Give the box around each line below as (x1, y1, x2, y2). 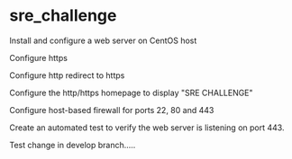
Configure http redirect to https (9, 69, 125, 81)
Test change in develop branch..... (9, 139, 136, 150)
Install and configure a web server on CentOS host (9, 35, 197, 46)
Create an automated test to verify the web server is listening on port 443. (9, 122, 285, 133)
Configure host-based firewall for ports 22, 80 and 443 (9, 104, 214, 115)
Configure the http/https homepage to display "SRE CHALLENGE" (9, 87, 254, 98)
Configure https (9, 52, 68, 63)
